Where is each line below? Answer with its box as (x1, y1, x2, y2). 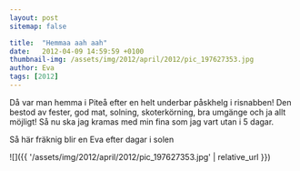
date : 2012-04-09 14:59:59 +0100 (9, 46, 145, 55)
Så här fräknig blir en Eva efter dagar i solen (9, 134, 175, 145)
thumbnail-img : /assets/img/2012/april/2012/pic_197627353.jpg (9, 55, 255, 65)
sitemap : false (9, 22, 67, 31)
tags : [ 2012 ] (9, 72, 59, 82)
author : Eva (9, 64, 55, 73)
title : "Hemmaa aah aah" (9, 38, 107, 47)
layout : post (9, 13, 59, 23)
